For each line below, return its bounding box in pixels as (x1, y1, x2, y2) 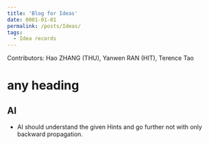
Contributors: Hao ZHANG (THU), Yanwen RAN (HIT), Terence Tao (7, 54, 194, 62)
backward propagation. (16, 130, 84, 138)
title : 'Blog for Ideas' (7, 10, 78, 17)
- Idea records (13, 35, 57, 42)
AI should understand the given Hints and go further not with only (16, 123, 202, 131)
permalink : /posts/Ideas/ (7, 22, 81, 29)
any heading (7, 78, 79, 93)
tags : (7, 29, 23, 36)
